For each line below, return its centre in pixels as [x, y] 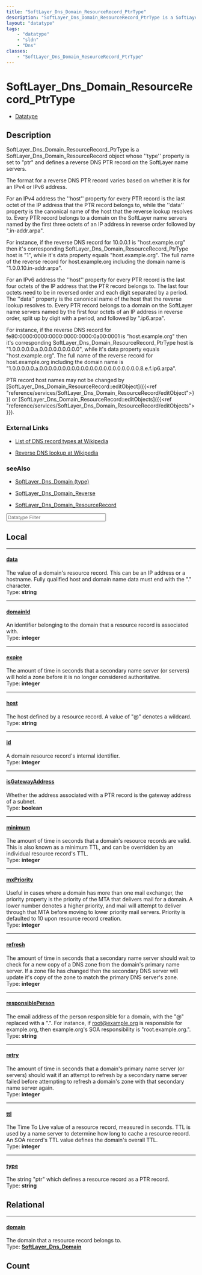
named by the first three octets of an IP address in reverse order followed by [101, 225]
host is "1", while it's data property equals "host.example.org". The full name [100, 255]
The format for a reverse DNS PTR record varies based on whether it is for [98, 181]
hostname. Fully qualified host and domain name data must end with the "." [99, 579]
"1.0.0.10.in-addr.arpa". [34, 268]
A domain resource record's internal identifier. [63, 756]
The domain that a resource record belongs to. [64, 1241]
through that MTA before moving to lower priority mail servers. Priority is [96, 912]
